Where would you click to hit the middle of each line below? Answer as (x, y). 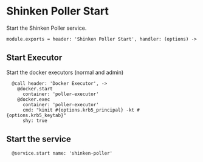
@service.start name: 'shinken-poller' (62, 153)
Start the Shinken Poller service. (46, 28)
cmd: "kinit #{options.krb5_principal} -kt (78, 110)
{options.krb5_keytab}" (36, 115)
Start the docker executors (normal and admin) (65, 72)
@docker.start (35, 89)
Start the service (39, 139)
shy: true (35, 120)
